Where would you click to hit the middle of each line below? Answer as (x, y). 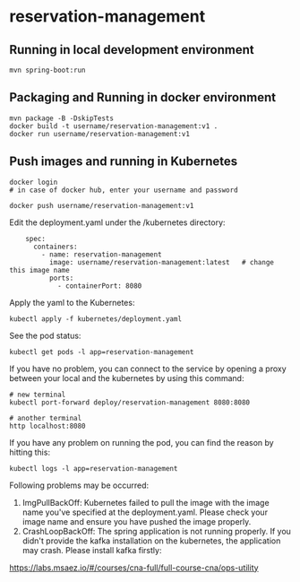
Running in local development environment (132, 50)
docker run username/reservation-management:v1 (100, 134)
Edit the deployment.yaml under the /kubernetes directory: (117, 222)
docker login (34, 182)
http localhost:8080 (48, 426)
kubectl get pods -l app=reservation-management (102, 352)
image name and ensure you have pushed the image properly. (137, 521)
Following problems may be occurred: (79, 485)
